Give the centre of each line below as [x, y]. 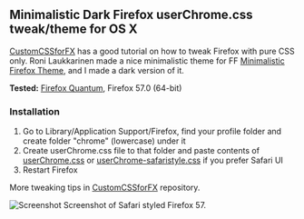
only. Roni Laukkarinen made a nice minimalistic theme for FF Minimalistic [147, 60]
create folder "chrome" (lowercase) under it [104, 141]
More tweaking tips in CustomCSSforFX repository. [105, 188]
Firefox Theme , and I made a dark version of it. [97, 70]
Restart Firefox [50, 170]
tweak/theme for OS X [74, 30]
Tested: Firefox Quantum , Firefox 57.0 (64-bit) [96, 88]
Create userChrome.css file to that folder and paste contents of [141, 151]
